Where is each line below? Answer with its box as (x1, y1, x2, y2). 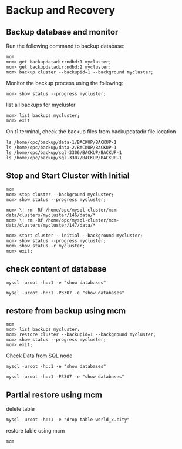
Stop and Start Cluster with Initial (6, 171, 130, 181)
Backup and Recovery (6, 4, 116, 17)
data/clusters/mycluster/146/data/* (6, 212, 96, 218)
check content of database (6, 264, 107, 274)
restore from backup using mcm (6, 306, 126, 316)
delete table (6, 406, 35, 413)
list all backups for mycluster (6, 101, 76, 108)
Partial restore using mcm (6, 390, 103, 400)
